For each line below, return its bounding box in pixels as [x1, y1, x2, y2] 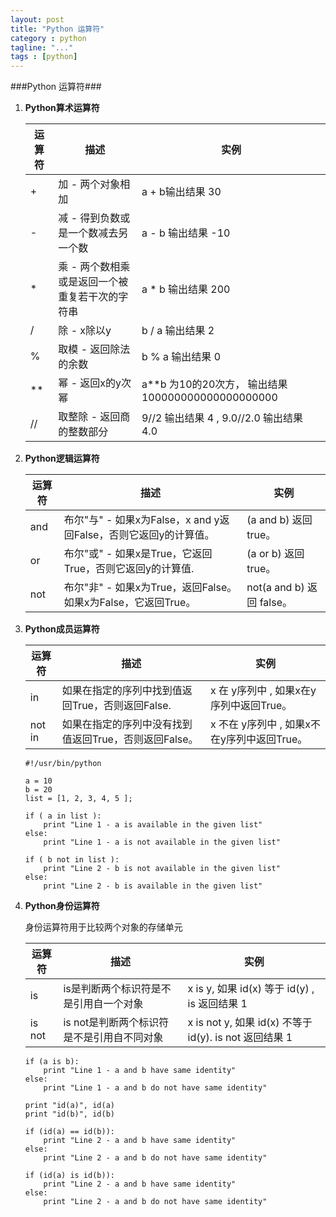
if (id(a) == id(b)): [24, 1127, 115, 1137]
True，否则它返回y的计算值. [63, 562, 195, 576]
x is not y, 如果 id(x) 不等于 [187, 1016, 313, 1030]
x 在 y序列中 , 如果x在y [210, 684, 317, 698]
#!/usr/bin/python [24, 759, 102, 769]
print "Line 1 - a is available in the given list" [43, 820, 263, 830]
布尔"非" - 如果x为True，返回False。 [63, 581, 238, 595]
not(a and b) [246, 581, 305, 595]
